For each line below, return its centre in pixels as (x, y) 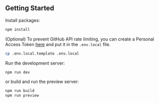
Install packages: (22, 20)
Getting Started (30, 8)
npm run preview (22, 95)
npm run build (20, 91)
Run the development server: (35, 63)
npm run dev (17, 72)
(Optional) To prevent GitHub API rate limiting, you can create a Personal (80, 39)
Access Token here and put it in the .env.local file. (58, 44)
